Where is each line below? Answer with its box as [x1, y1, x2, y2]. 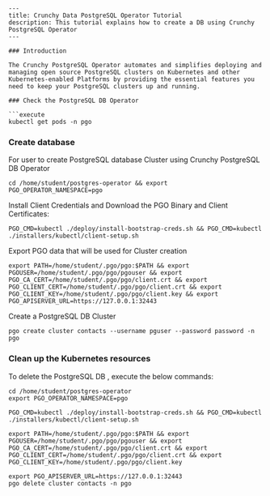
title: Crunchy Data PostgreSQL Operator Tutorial [8, 11, 183, 19]
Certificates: [8, 209, 50, 219]
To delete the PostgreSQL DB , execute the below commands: [8, 371, 214, 381]
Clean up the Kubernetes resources [8, 353, 151, 365]
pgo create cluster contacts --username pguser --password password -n [8, 327, 255, 336]
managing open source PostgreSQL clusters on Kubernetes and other [8, 68, 241, 76]
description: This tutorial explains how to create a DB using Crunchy [8, 19, 255, 27]
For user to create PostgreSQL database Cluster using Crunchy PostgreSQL [8, 155, 260, 165]
